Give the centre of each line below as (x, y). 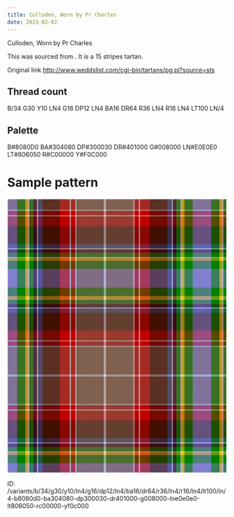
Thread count (37, 92)
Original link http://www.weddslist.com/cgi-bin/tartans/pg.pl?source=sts (111, 70)
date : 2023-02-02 (32, 22)
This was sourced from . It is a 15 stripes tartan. (75, 56)
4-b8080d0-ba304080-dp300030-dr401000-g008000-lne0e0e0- (104, 499)
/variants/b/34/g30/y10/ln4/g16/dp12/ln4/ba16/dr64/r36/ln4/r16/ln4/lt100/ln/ (117, 491)
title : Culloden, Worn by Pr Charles (62, 15)
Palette (23, 130)
